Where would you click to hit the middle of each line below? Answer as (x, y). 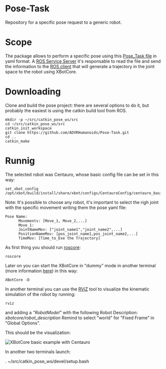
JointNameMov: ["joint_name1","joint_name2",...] (70, 229)
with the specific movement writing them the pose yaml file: (66, 207)
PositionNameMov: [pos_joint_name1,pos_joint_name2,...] (78, 234)
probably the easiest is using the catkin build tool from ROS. (66, 110)
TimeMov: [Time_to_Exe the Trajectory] (59, 238)
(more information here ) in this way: (41, 271)
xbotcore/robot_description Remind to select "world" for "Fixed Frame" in (80, 318)
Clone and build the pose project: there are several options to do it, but (77, 105)
